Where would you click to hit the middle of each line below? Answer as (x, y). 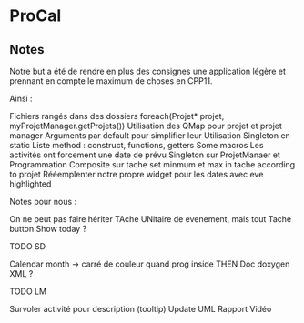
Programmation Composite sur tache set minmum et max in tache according (152, 164)
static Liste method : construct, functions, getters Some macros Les (137, 145)
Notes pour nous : (43, 202)
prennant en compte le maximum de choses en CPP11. (111, 81)
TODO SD (28, 246)
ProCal (35, 16)
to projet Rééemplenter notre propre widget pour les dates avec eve (137, 174)
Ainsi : (21, 98)
